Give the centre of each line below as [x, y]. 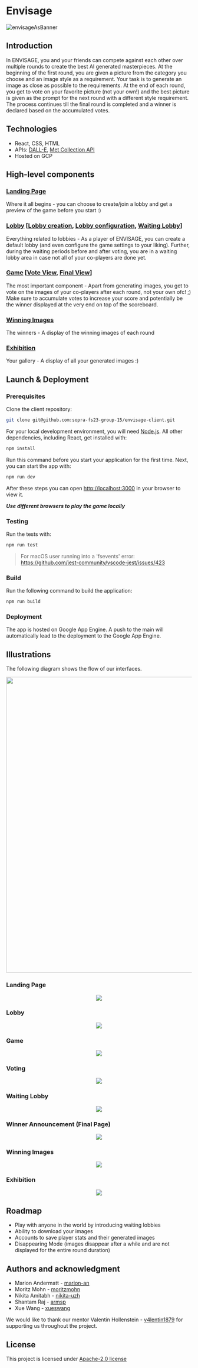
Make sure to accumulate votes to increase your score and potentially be [95, 298]
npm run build [24, 601]
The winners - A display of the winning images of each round [80, 333]
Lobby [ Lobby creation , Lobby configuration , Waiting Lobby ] [94, 226]
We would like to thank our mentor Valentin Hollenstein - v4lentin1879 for [95, 1320]
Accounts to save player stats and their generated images [85, 1238]
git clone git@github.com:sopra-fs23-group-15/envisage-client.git [91, 420]
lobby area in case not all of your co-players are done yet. [76, 257]
